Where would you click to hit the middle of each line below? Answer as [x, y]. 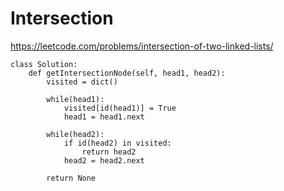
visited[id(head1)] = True [120, 108]
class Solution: [44, 64]
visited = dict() [82, 82]
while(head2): [75, 134]
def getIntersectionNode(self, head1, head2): [127, 73]
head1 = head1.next [104, 117]
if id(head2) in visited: [117, 143]
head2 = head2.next [104, 160]
